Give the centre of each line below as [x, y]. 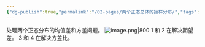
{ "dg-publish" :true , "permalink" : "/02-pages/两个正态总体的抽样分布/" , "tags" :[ [104, 12]
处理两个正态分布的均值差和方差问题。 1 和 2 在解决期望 [100, 30]
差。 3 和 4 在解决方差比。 [40, 38]
